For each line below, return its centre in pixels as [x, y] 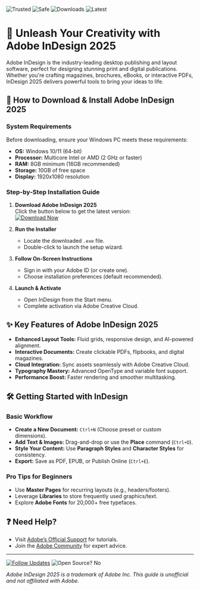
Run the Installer [35, 229]
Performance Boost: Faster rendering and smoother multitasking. [96, 377]
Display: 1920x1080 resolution [52, 177]
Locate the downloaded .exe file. [64, 240]
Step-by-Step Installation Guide [53, 192]
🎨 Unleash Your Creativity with [83, 33]
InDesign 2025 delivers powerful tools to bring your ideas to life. [85, 81]
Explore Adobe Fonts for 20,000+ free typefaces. [76, 502]
